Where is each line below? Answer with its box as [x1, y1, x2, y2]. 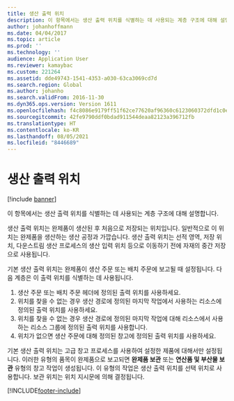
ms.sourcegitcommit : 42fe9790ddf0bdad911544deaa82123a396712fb [7, 113, 195, 120]
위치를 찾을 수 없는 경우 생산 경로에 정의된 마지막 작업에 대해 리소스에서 [17, 314, 211, 323]
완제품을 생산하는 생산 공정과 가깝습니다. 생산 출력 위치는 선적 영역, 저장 [19, 233, 215, 241]
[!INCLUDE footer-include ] [7, 386, 81, 395]
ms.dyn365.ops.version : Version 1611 [7, 101, 117, 108]
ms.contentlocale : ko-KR [7, 126, 79, 133]
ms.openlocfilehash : [7, 107, 68, 114]
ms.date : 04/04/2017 [7, 29, 68, 37]
